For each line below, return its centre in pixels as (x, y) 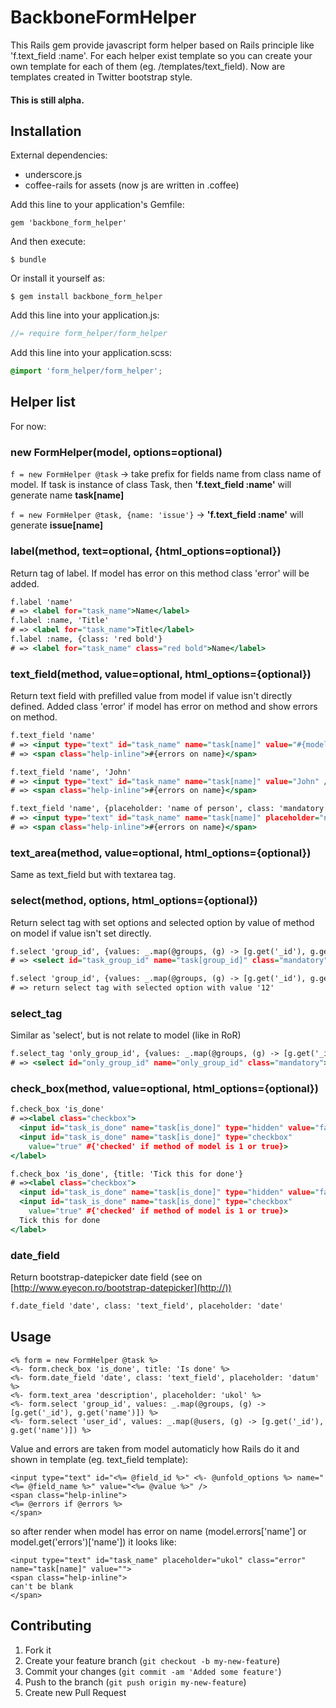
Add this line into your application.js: (85, 315)
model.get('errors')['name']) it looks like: (93, 1542)
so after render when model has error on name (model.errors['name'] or (158, 1531)
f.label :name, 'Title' (60, 621)
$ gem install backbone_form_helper (86, 297)
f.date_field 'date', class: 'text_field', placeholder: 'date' (147, 1306)
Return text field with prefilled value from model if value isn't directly (151, 696)
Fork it (38, 1650)
